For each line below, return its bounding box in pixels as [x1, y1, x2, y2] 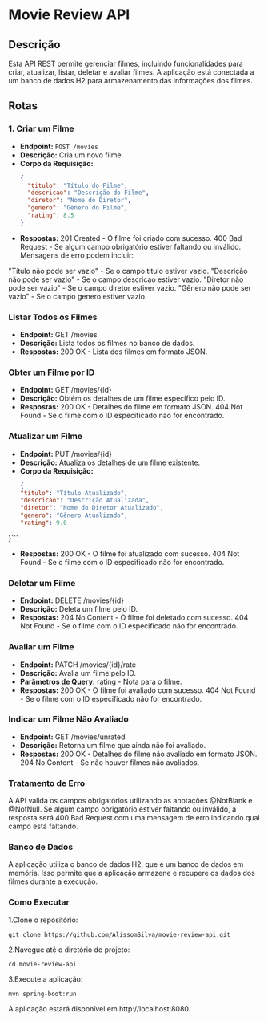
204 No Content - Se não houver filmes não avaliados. [19, 757, 200, 767]
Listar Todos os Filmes [8, 311, 98, 323]
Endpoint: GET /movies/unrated [19, 732, 126, 742]
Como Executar [8, 897, 70, 908]
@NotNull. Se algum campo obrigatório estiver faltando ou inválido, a [8, 804, 237, 814]
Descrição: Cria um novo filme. [19, 150, 124, 160]
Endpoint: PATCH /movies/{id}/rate [19, 660, 137, 669]
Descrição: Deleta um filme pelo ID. [19, 604, 138, 614]
